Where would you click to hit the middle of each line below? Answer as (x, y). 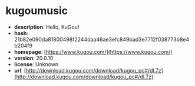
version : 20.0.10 (34, 58)
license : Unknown (36, 64)
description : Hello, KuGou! (47, 27)
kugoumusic (37, 11)
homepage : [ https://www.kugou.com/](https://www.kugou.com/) (93, 51)
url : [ (20, 70)
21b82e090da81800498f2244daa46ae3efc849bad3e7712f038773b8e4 (102, 39)
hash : (21, 33)
